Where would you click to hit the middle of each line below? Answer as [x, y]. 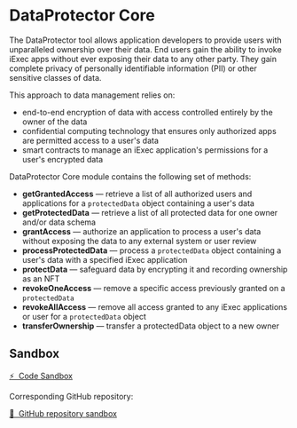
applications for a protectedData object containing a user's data [138, 203]
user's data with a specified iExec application [105, 259]
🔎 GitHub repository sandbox [63, 413]
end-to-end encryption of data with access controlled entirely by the [147, 112]
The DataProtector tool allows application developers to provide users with [145, 40]
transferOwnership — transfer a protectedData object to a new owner [150, 326]
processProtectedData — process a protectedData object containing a [152, 250]
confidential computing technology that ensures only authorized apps [149, 131]
